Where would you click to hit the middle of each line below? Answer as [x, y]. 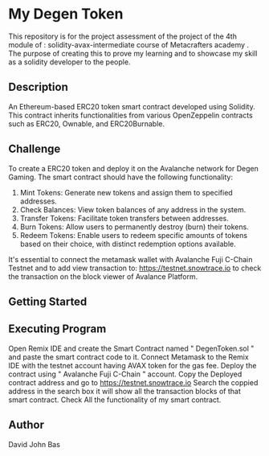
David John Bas [34, 444]
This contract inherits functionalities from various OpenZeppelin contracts [130, 115]
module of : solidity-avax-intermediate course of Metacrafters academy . [129, 44]
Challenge [35, 149]
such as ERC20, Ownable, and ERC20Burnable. [86, 123]
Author [26, 425]
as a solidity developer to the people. [69, 62]
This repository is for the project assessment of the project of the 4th [122, 36]
